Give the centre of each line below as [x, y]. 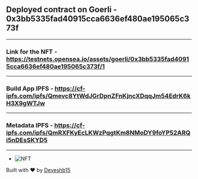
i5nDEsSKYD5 [27, 140]
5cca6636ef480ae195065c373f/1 [55, 66]
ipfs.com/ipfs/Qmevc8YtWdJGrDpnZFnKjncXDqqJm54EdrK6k [98, 96]
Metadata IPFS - [29, 125]
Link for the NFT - [32, 51]
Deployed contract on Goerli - [62, 10]
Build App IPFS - [30, 89]
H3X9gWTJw [26, 104]
